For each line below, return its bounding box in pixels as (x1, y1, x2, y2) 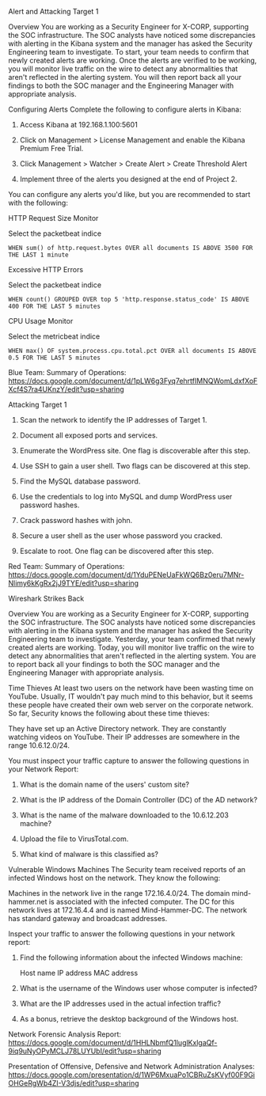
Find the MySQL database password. (19, 476, 141, 486)
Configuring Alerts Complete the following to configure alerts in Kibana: (8, 104, 241, 114)
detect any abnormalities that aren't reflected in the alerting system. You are (8, 651, 256, 660)
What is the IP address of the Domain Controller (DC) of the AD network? (19, 795, 258, 804)
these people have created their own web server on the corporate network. (8, 700, 254, 709)
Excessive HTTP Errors (8, 265, 84, 274)
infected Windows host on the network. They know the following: (8, 874, 221, 882)
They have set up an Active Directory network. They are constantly (8, 724, 227, 733)
